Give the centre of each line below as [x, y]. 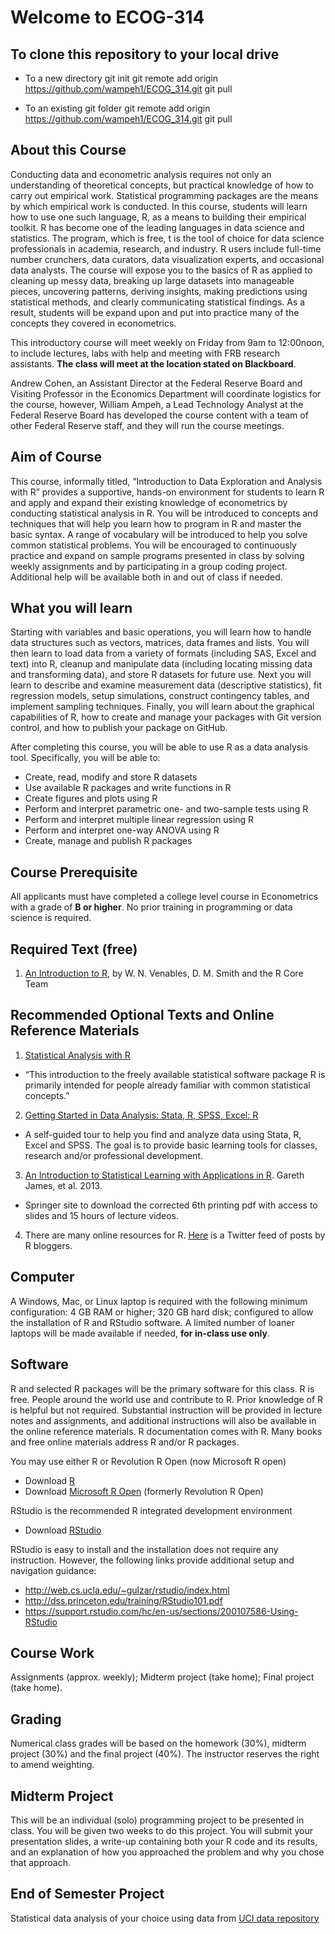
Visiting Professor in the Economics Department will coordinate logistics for [166, 393]
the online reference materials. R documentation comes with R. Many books [166, 1431]
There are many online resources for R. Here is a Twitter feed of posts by [175, 1235]
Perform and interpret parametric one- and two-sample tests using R [166, 809]
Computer [42, 1277]
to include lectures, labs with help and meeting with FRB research [145, 353]
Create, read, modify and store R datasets [111, 777]
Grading [36, 1719]
